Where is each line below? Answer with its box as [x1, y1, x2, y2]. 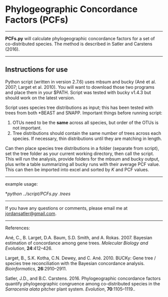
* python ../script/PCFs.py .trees [5, 191, 71, 197]
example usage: [5, 181, 38, 187]
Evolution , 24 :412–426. [5, 245, 52, 251]
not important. [12, 124, 42, 131]
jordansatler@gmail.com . [5, 210, 56, 216]
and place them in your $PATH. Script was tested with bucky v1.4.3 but [5, 89, 151, 95]
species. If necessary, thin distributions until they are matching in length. [12, 135, 162, 141]
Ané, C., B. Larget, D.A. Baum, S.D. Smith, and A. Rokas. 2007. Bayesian [5, 234, 152, 240]
